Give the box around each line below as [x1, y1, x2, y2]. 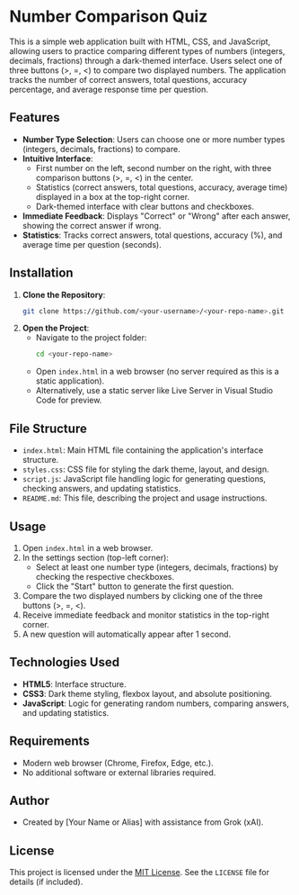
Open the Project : [22, 322, 90, 334]
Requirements [9, 734, 90, 749]
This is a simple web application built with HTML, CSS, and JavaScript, [9, 36, 271, 47]
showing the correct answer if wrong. [22, 220, 162, 231]
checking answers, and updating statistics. [22, 484, 181, 494]
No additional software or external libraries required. [22, 767, 216, 778]
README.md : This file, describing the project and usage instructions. [22, 493, 268, 503]
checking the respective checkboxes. [35, 571, 175, 582]
